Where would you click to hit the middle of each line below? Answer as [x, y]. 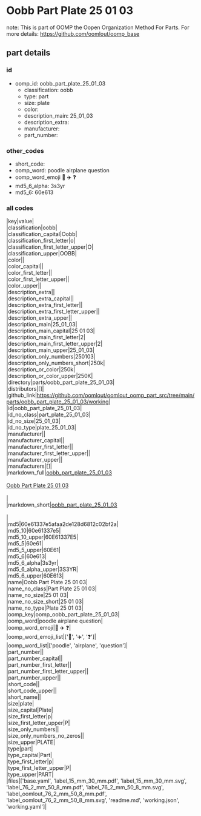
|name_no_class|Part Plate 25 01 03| [51, 588]
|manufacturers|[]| [29, 466]
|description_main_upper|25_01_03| [51, 350]
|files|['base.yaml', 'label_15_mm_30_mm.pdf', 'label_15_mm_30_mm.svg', [97, 781]
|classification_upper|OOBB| [41, 254]
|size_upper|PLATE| [31, 742]
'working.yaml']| [27, 807]
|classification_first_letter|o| [41, 241]
